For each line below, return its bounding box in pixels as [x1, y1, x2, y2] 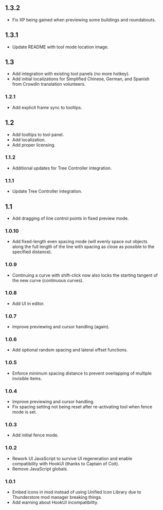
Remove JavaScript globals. [12, 466, 68, 472]
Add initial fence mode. [12, 432, 59, 438]
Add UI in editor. [12, 301, 45, 306]
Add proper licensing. [12, 142, 56, 148]
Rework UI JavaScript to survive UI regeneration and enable [12, 455, 132, 461]
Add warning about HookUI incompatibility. [12, 499, 99, 505]
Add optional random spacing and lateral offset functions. [12, 347, 128, 353]
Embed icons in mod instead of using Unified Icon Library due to [12, 489, 142, 495]
